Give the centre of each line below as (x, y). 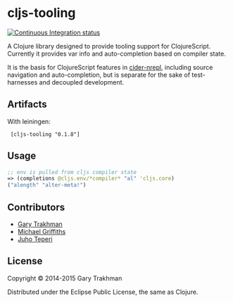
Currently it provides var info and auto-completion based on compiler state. (117, 54)
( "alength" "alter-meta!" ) (47, 185)
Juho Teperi (35, 239)
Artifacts (27, 105)
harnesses (23, 82)
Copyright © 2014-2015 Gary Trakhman (65, 278)
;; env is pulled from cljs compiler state (72, 172)
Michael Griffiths (42, 231)
